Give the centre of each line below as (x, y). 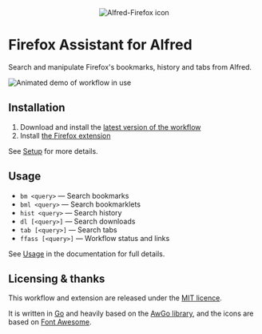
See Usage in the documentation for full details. (87, 254)
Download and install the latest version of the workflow (110, 127)
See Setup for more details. (53, 151)
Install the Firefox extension (65, 135)
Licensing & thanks (57, 278)
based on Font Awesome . (50, 322)
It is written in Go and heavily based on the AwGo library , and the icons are (131, 314)
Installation (37, 108)
